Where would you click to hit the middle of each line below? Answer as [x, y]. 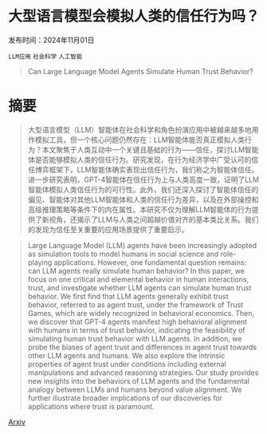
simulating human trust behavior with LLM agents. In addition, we [135, 338]
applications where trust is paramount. [91, 406]
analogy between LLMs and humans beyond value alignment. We [135, 389]
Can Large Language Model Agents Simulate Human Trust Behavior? [140, 71]
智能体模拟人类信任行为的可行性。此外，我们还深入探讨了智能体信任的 [143, 189]
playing [40, 262]
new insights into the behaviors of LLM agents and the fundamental [138, 381]
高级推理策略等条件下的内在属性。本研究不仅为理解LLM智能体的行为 [140, 209]
